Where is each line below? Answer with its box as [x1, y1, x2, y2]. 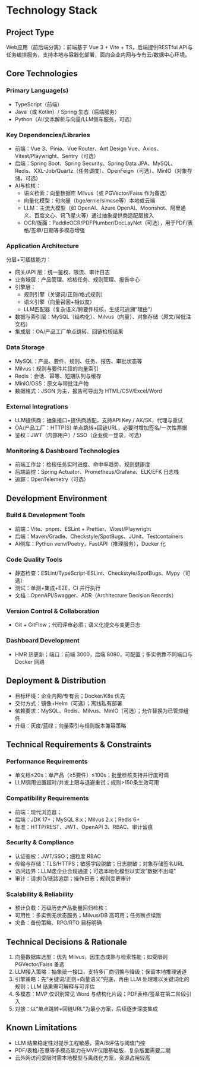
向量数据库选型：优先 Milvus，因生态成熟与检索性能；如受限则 [14, 953, 168, 960]
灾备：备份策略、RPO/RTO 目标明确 [14, 919, 102, 926]
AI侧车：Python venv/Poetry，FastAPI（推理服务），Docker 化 [14, 540, 166, 547]
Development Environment [6, 493, 108, 504]
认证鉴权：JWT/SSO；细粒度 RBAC [14, 853, 102, 860]
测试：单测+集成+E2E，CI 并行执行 [14, 584, 101, 591]
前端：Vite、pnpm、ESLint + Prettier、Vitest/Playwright [14, 525, 151, 532]
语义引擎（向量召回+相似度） [23, 298, 95, 306]
